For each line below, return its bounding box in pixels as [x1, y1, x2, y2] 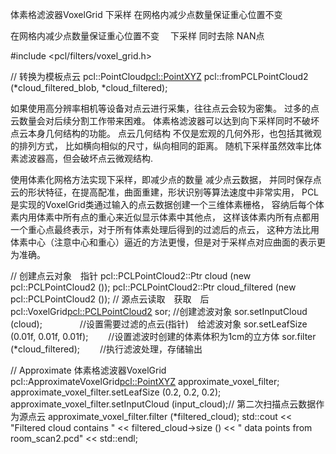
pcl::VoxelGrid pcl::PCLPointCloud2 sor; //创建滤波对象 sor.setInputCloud [10, 306, 308, 317]
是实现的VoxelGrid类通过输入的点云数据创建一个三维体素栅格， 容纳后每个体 [10, 199, 325, 210]
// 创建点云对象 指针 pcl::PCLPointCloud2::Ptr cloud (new [10, 270, 252, 282]
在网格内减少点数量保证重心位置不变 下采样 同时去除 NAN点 [10, 30, 265, 42]
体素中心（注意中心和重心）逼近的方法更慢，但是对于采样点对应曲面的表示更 [10, 236, 326, 248]
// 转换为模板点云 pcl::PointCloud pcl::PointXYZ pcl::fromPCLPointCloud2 [10, 71, 309, 82]
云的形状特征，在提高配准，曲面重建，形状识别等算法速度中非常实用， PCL [10, 186, 320, 198]
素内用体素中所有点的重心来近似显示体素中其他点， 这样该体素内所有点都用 [10, 211, 320, 223]
